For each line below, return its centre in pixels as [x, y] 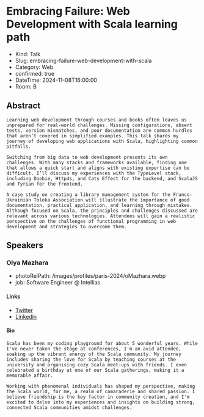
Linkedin [26, 316]
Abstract [24, 106]
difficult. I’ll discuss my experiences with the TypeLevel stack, [94, 173]
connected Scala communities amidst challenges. [69, 407]
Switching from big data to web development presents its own [87, 157]
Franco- [183, 194]
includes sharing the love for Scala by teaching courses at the [91, 359]
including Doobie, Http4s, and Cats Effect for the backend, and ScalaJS [102, 178]
